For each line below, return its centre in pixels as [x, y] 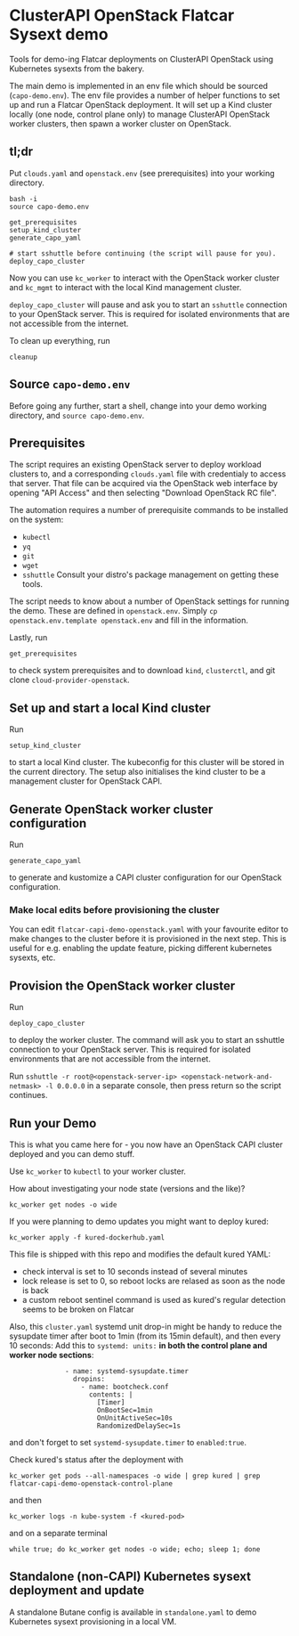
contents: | [111, 1395]
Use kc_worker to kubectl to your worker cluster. [98, 1171]
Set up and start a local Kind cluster [110, 708]
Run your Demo [53, 1123]
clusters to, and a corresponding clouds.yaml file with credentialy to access [148, 474]
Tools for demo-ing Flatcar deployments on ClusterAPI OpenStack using [141, 59]
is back [35, 1290]
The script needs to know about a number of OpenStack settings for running [149, 601]
